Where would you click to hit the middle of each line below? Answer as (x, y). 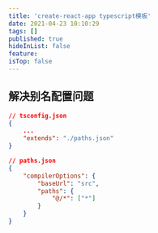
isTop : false (30, 62)
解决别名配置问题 (51, 97)
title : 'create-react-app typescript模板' (80, 16)
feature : (23, 54)
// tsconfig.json (38, 116)
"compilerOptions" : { (59, 176)
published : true (36, 39)
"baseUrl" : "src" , (68, 183)
